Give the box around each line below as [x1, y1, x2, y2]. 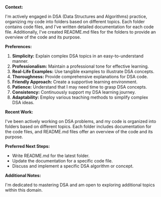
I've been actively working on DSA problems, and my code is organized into [5, 119, 157, 124]
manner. [12, 58, 29, 64]
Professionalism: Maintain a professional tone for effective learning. [12, 63, 149, 69]
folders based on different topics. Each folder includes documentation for [5, 124, 152, 129]
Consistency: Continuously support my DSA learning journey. [12, 90, 136, 95]
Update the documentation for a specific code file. [12, 158, 113, 163]
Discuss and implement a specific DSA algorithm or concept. [12, 163, 134, 169]
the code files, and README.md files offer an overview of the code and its [5, 129, 153, 134]
